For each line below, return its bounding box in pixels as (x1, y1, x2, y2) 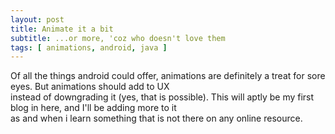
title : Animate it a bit (10, 24, 114, 34)
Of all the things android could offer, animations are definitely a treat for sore (10, 70, 326, 82)
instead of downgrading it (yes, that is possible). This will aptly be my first (10, 91, 315, 103)
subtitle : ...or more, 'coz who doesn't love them (10, 33, 226, 43)
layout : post (10, 14, 65, 25)
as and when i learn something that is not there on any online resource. (10, 112, 303, 125)
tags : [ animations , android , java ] (10, 42, 168, 53)
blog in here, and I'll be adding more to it (10, 102, 177, 114)
